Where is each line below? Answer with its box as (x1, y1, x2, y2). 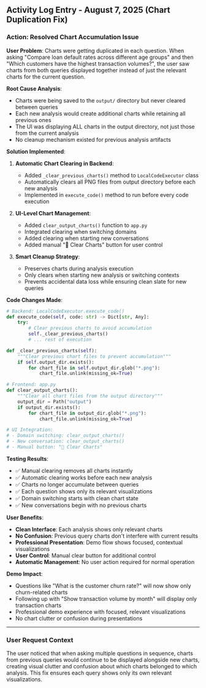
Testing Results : (6, 455, 49, 462)
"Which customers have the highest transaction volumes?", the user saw (6, 60, 190, 67)
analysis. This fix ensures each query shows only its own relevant (6, 669, 172, 677)
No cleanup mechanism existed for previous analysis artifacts (15, 136, 172, 143)
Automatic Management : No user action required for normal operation (15, 558, 195, 565)
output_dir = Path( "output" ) (17, 398, 92, 404)
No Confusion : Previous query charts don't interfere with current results (15, 532, 198, 539)
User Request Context (6, 635, 74, 644)
